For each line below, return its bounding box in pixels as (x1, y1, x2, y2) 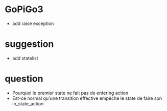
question (5, 73, 43, 85)
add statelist (12, 55, 38, 61)
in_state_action (12, 100, 44, 106)
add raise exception (12, 20, 54, 26)
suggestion (5, 38, 54, 50)
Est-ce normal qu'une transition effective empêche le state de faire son (12, 95, 162, 101)
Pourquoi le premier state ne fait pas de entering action (12, 90, 129, 96)
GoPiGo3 (5, 4, 44, 15)
